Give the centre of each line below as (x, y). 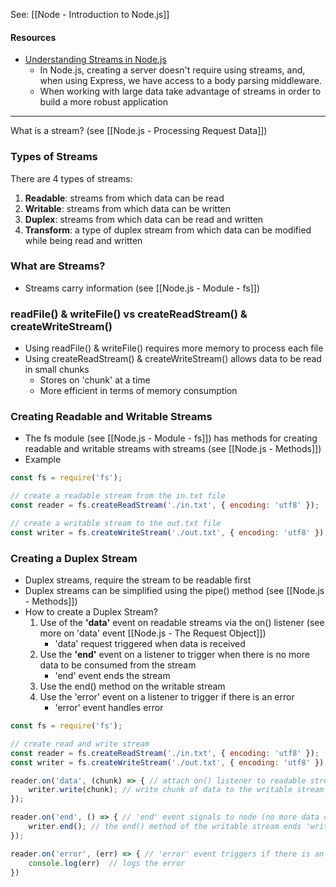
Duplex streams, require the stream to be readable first (138, 580)
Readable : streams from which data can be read (124, 198)
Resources (33, 37)
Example (43, 460)
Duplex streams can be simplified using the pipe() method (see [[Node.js (174, 591)
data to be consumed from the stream (118, 665)
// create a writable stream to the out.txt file (116, 524)
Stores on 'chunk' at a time (95, 380)
